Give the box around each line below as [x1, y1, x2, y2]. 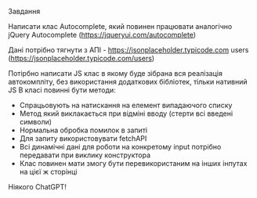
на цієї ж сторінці [19, 167, 78, 176]
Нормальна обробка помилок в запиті [19, 125, 147, 135]
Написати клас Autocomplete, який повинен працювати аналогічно [8, 22, 233, 31]
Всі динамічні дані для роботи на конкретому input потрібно [19, 142, 222, 151]
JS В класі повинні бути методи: [8, 85, 116, 95]
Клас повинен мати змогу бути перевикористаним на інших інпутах [19, 159, 248, 167]
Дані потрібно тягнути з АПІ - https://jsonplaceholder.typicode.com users [8, 45, 249, 54]
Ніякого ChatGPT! [8, 182, 67, 191]
